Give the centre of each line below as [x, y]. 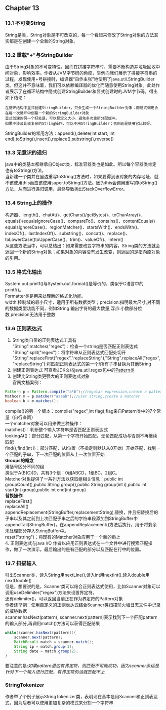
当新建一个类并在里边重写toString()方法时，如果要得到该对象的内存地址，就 [82, 177]
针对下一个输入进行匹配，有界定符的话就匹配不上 [55, 672]
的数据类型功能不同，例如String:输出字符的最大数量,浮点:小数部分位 [74, 308]
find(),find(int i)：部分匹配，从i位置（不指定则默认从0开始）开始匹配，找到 [81, 448]
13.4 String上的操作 [29, 203]
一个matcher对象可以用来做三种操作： [44, 423]
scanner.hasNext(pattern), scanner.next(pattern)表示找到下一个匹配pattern [82, 617]
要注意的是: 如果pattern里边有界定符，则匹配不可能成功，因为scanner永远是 [82, 666]
